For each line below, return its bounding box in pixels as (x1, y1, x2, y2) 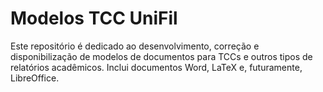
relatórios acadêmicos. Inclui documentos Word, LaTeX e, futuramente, (10, 61, 303, 73)
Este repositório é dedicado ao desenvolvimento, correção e (10, 40, 260, 52)
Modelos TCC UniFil (10, 7, 178, 30)
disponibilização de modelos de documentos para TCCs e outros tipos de (10, 50, 313, 62)
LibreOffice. (10, 72, 60, 84)
